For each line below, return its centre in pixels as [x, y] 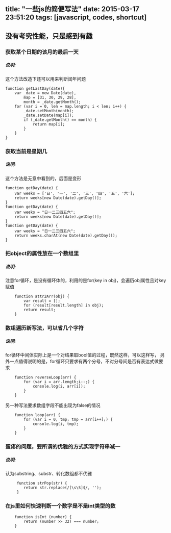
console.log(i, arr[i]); [59, 387]
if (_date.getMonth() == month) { [60, 120]
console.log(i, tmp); [56, 424]
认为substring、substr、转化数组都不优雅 [49, 474]
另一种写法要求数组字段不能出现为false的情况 [53, 405]
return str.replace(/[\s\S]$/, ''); [63, 488]
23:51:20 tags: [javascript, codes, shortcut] [76, 18]
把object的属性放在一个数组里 [42, 253]
